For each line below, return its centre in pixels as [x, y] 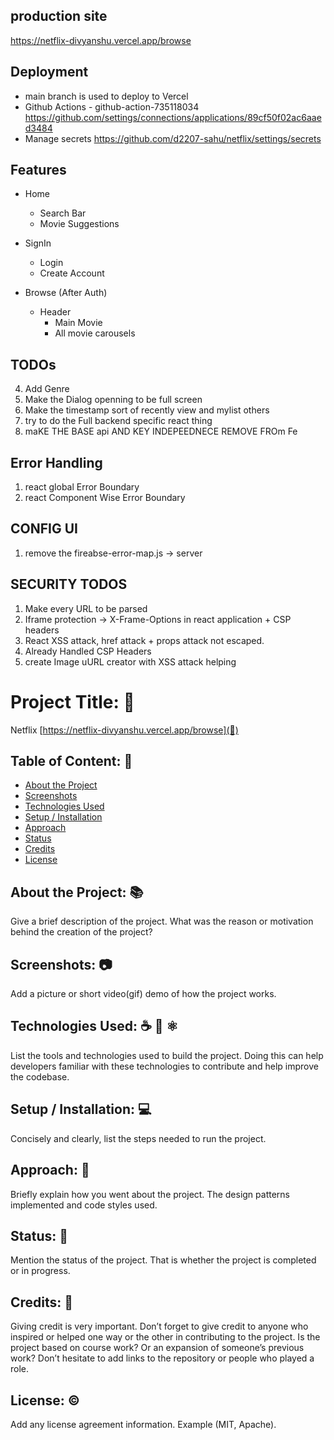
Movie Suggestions [79, 224]
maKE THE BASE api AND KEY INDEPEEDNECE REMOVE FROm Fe [161, 431]
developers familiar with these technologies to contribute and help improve [164, 1066]
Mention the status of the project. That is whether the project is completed [163, 1260]
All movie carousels [95, 333]
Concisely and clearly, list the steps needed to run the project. [138, 1138]
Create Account [72, 273]
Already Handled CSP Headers [88, 651]
